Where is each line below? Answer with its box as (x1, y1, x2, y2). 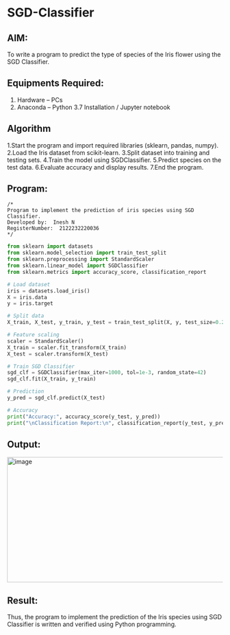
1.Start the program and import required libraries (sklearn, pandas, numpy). (7, 141, 219, 149)
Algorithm (7, 123, 51, 135)
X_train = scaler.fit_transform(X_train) (7, 344, 127, 351)
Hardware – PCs (16, 95, 63, 104)
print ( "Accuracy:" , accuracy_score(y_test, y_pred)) (7, 413, 161, 420)
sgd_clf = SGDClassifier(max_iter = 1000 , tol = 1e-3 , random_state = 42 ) (7, 369, 207, 376)
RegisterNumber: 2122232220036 (7, 225, 99, 232)
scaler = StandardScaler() (7, 338, 84, 345)
